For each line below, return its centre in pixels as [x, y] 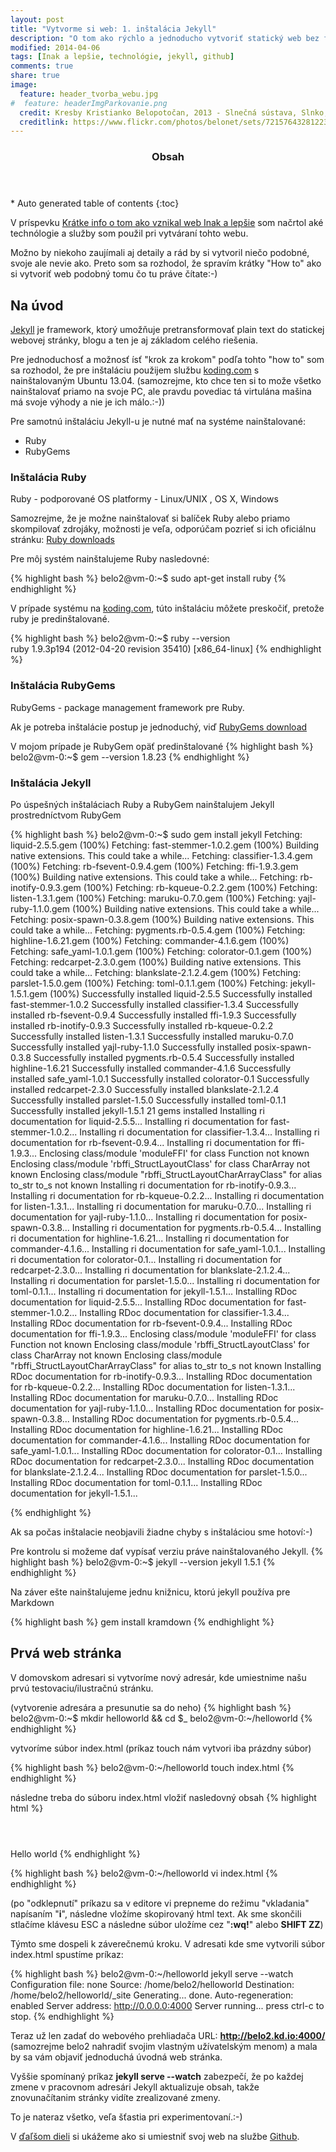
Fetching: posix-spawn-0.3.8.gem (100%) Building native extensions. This [162, 919]
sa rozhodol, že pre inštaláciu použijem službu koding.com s [135, 370]
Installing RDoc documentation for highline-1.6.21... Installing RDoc [147, 1429]
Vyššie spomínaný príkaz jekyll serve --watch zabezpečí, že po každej [157, 2076]
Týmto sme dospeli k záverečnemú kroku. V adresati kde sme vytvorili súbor [167, 1943]
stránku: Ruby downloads [62, 540]
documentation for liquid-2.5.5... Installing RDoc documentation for [147, 1302]
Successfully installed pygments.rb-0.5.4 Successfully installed [164, 1057]
